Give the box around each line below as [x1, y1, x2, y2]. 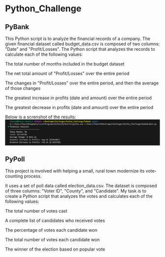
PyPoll [5, 155, 25, 163]
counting [5, 173, 23, 179]
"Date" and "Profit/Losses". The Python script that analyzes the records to [5, 46, 156, 52]
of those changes [5, 85, 41, 91]
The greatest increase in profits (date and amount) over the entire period [5, 95, 152, 101]
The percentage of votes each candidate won [5, 227, 97, 233]
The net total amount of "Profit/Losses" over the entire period [5, 71, 130, 76]
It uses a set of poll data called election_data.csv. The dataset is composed [5, 183, 157, 189]
